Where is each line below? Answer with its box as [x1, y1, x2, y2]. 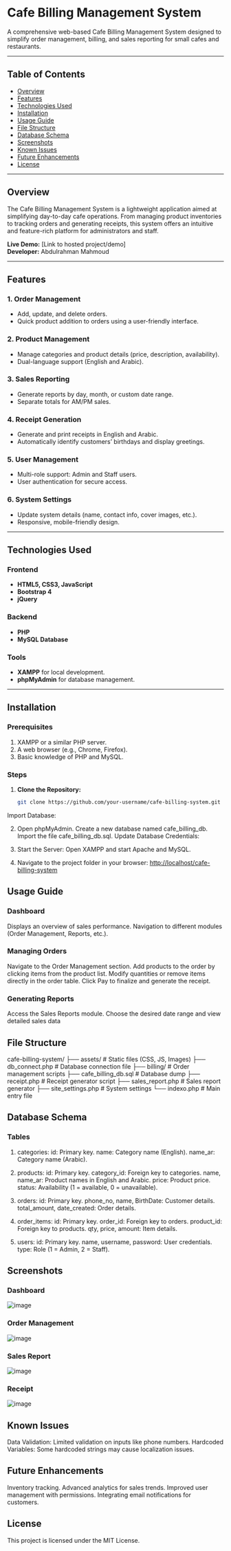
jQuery [16, 595, 38, 603]
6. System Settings [7, 495, 72, 504]
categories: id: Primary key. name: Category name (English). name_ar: [16, 1148, 215, 1156]
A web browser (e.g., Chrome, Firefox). [16, 745, 128, 753]
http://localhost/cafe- [149, 858, 211, 866]
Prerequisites [7, 723, 53, 732]
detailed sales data [7, 1017, 60, 1025]
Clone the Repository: [16, 786, 81, 793]
